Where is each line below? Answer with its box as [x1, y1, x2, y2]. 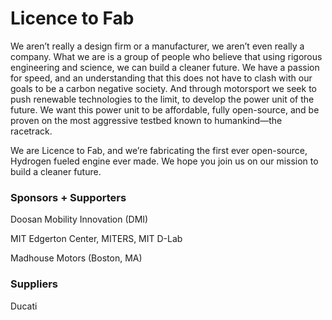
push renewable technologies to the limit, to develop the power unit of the [10, 93, 315, 105]
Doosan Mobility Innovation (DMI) [10, 213, 149, 226]
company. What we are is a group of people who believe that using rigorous [10, 50, 323, 62]
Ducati [10, 300, 38, 312]
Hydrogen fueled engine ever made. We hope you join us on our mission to [10, 155, 319, 167]
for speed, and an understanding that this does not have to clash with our [10, 72, 313, 84]
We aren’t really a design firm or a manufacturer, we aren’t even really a [10, 40, 305, 52]
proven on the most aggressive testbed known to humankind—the [10, 114, 283, 126]
